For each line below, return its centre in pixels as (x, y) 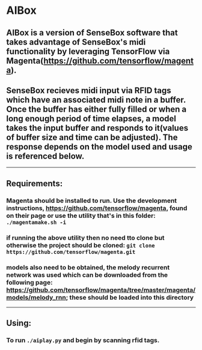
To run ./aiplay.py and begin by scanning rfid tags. (83, 340)
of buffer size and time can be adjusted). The (92, 137)
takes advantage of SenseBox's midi (76, 42)
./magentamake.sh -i (36, 222)
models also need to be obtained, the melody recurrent (88, 267)
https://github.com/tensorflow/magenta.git (71, 252)
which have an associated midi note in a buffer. (96, 100)
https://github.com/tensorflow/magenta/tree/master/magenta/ (101, 290)
